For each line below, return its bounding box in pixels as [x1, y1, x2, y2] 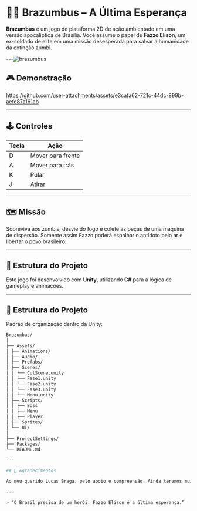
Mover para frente [30, 152, 80, 160]
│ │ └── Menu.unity [6, 392, 54, 398]
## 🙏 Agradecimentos [6, 468, 57, 474]
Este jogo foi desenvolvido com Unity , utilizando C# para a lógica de [6, 276, 172, 283]
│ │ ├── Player [6, 414, 43, 420]
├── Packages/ [6, 441, 41, 447]
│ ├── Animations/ [6, 348, 51, 354]
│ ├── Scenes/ [6, 365, 41, 371]
